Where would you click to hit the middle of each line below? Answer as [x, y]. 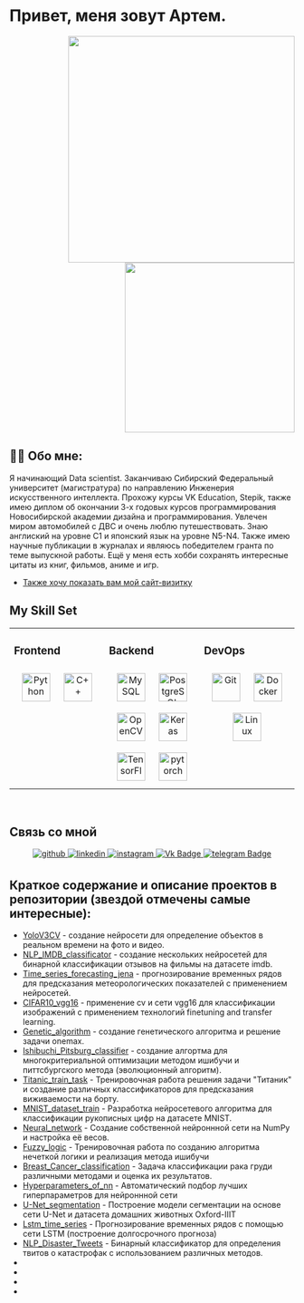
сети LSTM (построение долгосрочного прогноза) [119, 1234]
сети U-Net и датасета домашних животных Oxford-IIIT [129, 1214]
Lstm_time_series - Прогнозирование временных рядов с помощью [153, 1224]
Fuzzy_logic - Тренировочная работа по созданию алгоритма [141, 1147]
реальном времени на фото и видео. [93, 945]
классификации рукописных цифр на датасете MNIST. [127, 1118]
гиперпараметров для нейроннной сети [100, 1195]
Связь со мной [53, 831]
